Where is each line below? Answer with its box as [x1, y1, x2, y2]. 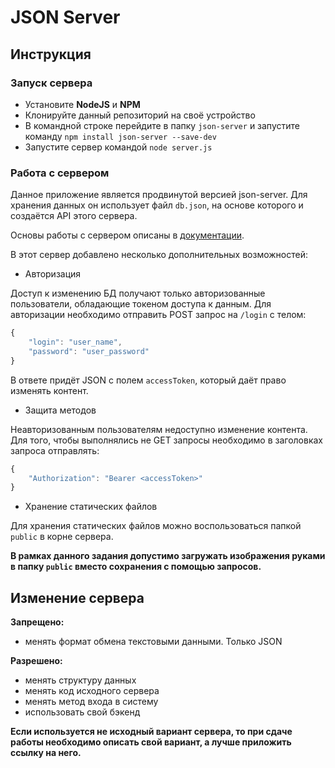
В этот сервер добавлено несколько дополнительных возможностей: [10, 249, 308, 261]
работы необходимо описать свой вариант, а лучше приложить [10, 736, 292, 748]
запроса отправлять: [10, 444, 100, 456]
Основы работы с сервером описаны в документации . [10, 229, 245, 241]
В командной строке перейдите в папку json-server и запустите [24, 119, 300, 131]
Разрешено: [10, 655, 63, 667]
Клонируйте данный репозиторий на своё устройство [24, 109, 256, 121]
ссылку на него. [10, 747, 82, 759]
